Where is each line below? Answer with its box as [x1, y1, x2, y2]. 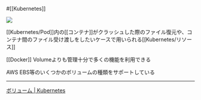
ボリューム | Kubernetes [6, 87, 66, 94]
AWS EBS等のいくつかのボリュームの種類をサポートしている [6, 68, 156, 76]
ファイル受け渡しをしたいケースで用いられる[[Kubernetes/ [32, 36, 176, 43]
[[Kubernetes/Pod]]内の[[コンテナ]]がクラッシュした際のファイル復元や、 [6, 29, 187, 35]
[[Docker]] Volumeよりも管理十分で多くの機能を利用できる [6, 56, 151, 63]
